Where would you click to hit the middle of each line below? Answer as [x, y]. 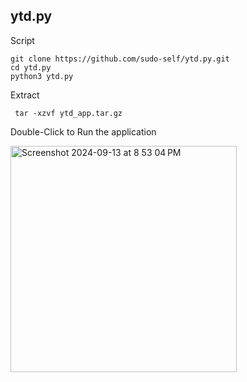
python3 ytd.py [42, 76]
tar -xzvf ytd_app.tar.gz [68, 113]
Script [22, 40]
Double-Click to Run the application [83, 131]
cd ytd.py [31, 67]
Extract [25, 95]
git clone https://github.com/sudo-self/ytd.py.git [120, 59]
